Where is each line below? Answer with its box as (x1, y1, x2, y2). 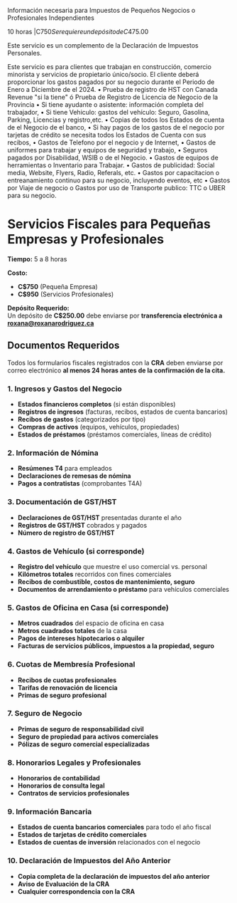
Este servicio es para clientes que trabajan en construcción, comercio (7, 63, 211, 71)
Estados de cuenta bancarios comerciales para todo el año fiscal (17, 823, 211, 832)
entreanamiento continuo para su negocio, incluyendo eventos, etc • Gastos (7, 176, 231, 184)
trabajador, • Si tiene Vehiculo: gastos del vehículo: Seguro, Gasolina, (7, 108, 211, 116)
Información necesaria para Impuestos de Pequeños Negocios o (7, 6, 196, 14)
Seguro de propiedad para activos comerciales (17, 732, 159, 741)
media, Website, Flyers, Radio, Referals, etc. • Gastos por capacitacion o (7, 169, 220, 177)
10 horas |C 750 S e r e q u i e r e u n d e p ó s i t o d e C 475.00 (7, 28, 149, 36)
